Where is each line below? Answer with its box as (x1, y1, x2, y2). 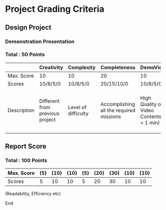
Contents (140, 113, 162, 120)
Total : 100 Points (5, 157, 48, 164)
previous (39, 110, 60, 117)
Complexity (68, 64, 96, 71)
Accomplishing (100, 100, 135, 107)
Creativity (39, 64, 63, 71)
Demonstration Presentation (5, 38, 75, 45)
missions (100, 113, 121, 120)
